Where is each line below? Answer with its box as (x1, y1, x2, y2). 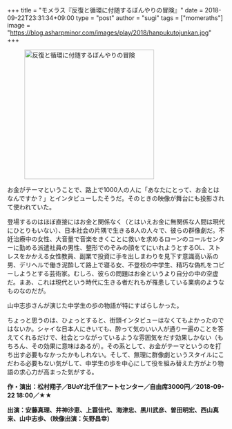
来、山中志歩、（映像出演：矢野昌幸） (7, 414, 113, 423)
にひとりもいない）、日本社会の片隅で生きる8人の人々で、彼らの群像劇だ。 (7, 227, 219, 234)
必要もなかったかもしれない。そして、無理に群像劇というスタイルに (25, 351, 219, 359)
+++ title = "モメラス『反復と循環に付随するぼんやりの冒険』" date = (7, 6, 204, 14)
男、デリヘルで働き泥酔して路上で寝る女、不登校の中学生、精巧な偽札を (7, 261, 213, 269)
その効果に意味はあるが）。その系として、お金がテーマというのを (30, 342, 215, 350)
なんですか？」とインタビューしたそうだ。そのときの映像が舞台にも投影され (7, 194, 224, 202)
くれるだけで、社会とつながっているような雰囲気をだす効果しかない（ (18, 334, 218, 341)
